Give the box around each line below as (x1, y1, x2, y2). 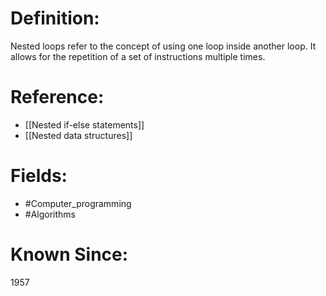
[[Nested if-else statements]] (24, 118, 145, 131)
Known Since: (10, 243, 129, 266)
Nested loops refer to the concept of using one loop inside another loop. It (10, 40, 317, 52)
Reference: (10, 86, 105, 109)
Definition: (10, 7, 100, 30)
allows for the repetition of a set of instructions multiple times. (10, 50, 266, 62)
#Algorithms (24, 208, 77, 220)
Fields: (10, 165, 68, 187)
